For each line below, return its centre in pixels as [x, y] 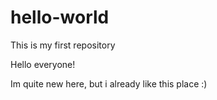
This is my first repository [63, 45]
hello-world [60, 17]
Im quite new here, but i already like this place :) [109, 83]
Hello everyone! [43, 64]
